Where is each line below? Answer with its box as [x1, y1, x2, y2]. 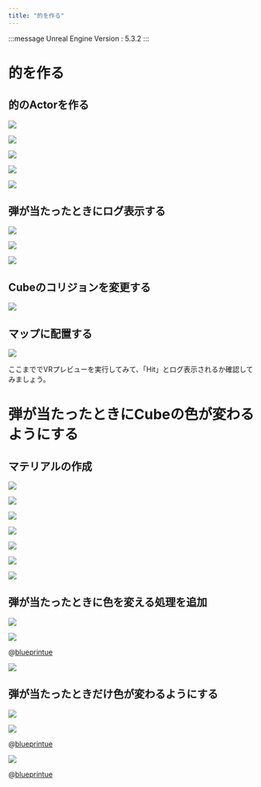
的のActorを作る [8, 98, 89, 112]
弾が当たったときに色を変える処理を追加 [8, 595, 208, 609]
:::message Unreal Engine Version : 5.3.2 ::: [8, 34, 150, 43]
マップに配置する [8, 326, 93, 340]
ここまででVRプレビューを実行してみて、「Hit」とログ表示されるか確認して [8, 365, 254, 374]
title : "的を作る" [8, 11, 65, 20]
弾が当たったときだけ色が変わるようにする [8, 687, 219, 701]
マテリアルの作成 [8, 460, 93, 473]
